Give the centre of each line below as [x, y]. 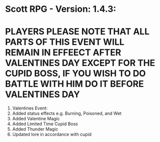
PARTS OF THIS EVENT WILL [65, 42]
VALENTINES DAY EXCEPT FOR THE [80, 63]
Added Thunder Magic [35, 129]
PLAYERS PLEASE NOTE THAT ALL [77, 32]
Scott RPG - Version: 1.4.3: [61, 9]
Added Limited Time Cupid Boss [45, 124]
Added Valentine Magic [36, 119]
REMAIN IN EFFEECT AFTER [63, 53]
